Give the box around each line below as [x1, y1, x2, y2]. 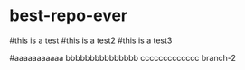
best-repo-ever [9, 5, 128, 26]
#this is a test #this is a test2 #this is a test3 [9, 35, 173, 46]
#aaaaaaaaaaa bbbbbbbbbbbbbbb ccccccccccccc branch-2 [9, 52, 237, 63]
